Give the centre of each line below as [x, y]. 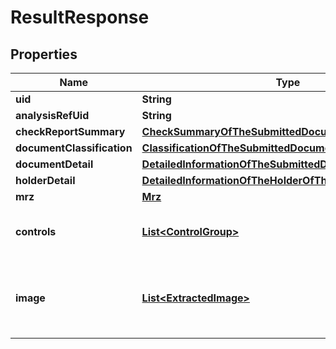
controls [36, 231]
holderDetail [45, 180]
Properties [44, 54]
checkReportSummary [70, 131]
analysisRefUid [52, 115]
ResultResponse [80, 17]
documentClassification [74, 148]
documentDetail [54, 164]
